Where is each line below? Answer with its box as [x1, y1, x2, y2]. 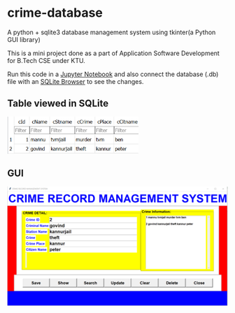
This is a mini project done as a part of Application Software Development [7, 49, 220, 57]
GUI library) [7, 35, 41, 43]
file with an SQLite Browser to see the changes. [7, 77, 144, 85]
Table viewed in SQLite [7, 98, 109, 110]
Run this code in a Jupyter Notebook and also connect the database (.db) [7, 70, 219, 78]
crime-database [7, 5, 104, 21]
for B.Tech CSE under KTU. [7, 56, 85, 64]
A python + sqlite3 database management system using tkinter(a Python [7, 28, 216, 36]
